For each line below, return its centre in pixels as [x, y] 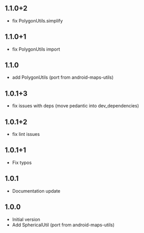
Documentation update [36, 191]
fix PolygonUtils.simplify [37, 20]
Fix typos [22, 162]
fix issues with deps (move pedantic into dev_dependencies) [76, 106]
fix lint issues [26, 134]
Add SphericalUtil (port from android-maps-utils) [63, 225]
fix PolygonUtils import [36, 49]
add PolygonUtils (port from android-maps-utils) [63, 77]
